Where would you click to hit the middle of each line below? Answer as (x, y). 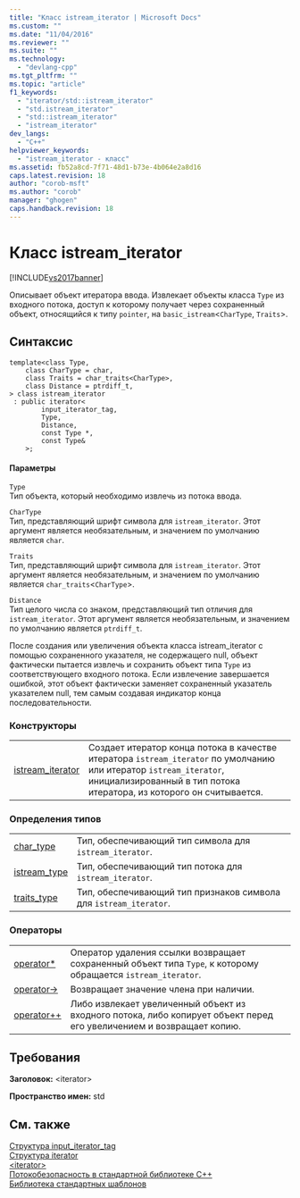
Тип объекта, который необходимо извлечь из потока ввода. (126, 496)
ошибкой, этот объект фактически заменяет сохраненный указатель (141, 683)
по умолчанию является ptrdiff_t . (76, 628)
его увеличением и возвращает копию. (155, 1026)
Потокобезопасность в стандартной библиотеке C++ (111, 1175)
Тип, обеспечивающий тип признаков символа (179, 892)
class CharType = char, (70, 370)
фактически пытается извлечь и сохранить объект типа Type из (130, 664)
